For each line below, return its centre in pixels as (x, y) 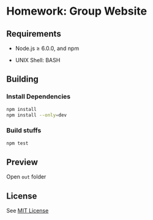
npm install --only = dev (37, 115)
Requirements (34, 34)
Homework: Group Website (77, 11)
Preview (22, 162)
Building (22, 80)
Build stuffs (24, 130)
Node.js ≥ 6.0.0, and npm (47, 48)
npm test (17, 143)
